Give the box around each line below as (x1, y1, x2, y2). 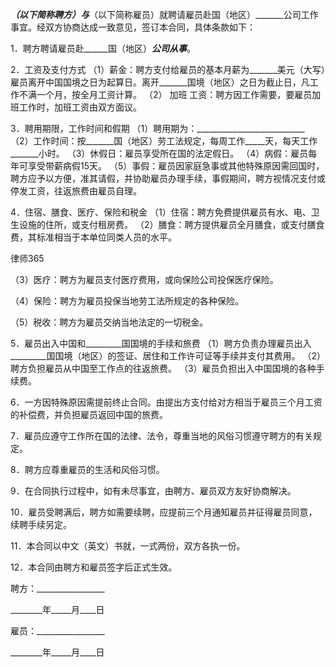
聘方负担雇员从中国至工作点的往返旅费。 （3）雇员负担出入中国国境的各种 (10, 363, 317, 374)
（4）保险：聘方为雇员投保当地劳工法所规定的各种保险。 (10, 295, 245, 307)
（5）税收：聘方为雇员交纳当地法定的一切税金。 (10, 316, 209, 328)
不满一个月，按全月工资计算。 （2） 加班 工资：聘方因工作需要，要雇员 (18, 89, 313, 100)
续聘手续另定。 (10, 519, 72, 530)
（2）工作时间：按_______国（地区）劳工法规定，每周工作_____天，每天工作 (10, 135, 318, 147)
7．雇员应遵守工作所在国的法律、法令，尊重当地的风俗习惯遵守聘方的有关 (10, 430, 313, 442)
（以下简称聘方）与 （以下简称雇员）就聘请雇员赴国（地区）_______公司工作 (10, 9, 319, 20)
